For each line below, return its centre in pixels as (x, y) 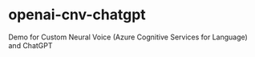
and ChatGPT (31, 45)
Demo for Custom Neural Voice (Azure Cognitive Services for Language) (128, 37)
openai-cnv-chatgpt (77, 15)
